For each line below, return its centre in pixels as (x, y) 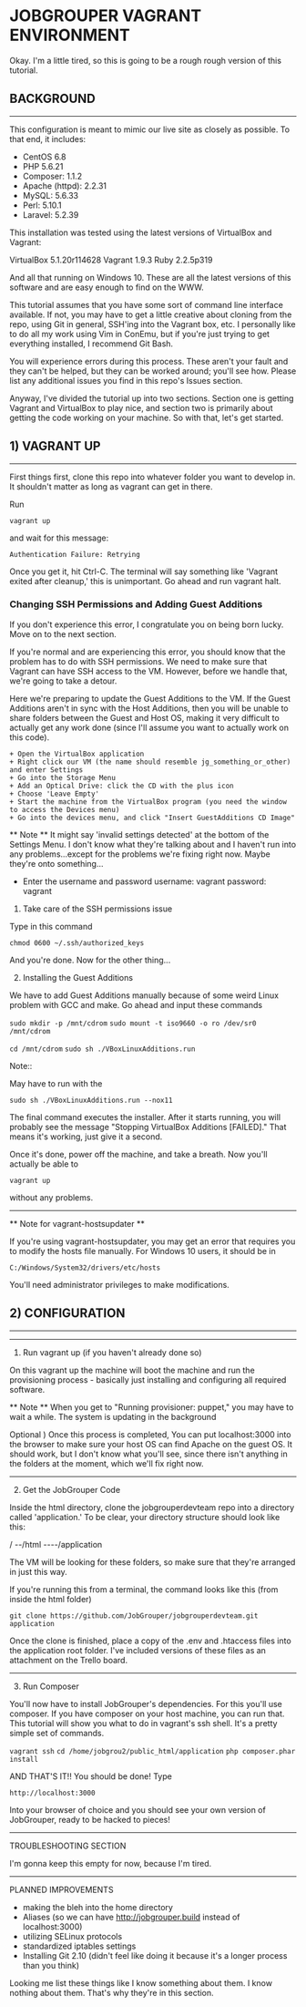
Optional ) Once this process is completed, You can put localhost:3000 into (150, 1434)
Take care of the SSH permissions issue (97, 909)
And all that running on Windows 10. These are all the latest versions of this (150, 277)
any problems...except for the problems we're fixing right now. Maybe (140, 854)
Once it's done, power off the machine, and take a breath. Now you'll (138, 1154)
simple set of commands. (57, 1733)
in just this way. (39, 1571)
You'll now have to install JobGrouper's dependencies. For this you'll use (146, 1703)
